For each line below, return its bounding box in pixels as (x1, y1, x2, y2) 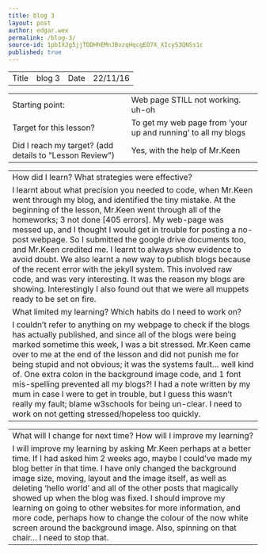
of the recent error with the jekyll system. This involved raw (12, 264, 233, 274)
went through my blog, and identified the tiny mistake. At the (12, 195, 236, 205)
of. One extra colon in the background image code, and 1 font (12, 369, 241, 379)
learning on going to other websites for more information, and (12, 502, 241, 513)
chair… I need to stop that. (12, 532, 109, 543)
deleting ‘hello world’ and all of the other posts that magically (12, 482, 239, 494)
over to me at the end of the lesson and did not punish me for (12, 349, 239, 360)
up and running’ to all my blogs (131, 128, 246, 138)
